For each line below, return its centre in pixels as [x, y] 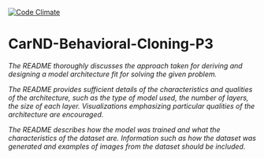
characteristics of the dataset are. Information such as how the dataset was [132, 138]
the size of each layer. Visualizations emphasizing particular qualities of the [132, 105]
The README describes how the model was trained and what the [114, 129]
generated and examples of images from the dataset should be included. [127, 146]
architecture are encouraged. [56, 114]
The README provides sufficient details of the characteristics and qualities [130, 89]
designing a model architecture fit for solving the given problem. [113, 74]
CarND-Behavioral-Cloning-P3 [111, 44]
